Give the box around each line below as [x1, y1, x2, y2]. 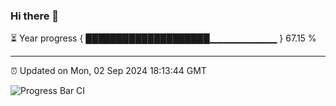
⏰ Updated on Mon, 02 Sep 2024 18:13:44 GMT [10, 65, 207, 77]
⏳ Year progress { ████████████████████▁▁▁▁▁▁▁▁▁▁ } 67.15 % [10, 32, 317, 44]
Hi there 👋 [10, 9, 60, 23]
